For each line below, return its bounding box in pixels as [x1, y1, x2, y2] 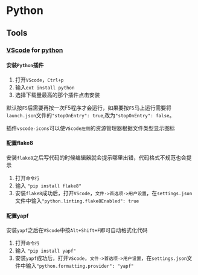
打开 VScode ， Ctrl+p [14, 76, 64, 83]
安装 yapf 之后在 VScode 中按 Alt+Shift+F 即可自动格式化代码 [6, 227, 148, 234]
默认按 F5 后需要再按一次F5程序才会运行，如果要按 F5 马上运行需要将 [6, 104, 172, 111]
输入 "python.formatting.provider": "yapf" [25, 262, 134, 270]
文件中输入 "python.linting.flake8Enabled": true [14, 197, 139, 204]
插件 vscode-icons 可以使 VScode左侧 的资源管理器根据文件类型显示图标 [6, 125, 175, 132]
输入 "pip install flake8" [14, 182, 81, 189]
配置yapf [6, 212, 29, 219]
